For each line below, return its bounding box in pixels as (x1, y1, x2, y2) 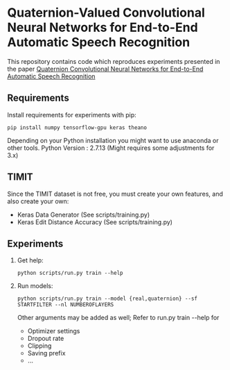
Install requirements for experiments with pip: (7, 110, 136, 119)
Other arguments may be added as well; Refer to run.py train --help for (17, 314, 220, 322)
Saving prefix (27, 349, 66, 358)
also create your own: (7, 196, 69, 205)
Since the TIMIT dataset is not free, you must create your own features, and (7, 190, 224, 198)
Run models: (17, 282, 53, 290)
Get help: (17, 256, 44, 264)
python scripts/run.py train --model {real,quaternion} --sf (17, 295, 198, 303)
